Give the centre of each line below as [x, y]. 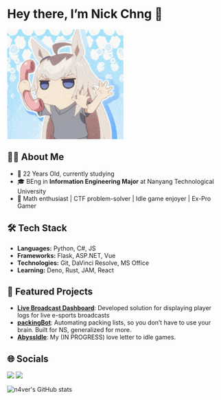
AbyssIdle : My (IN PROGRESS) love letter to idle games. [96, 337]
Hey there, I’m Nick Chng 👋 [85, 14]
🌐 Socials [28, 358]
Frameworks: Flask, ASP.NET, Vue [66, 255]
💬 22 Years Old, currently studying [66, 174]
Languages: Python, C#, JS [56, 248]
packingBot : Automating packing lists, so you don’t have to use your [114, 322]
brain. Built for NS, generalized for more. [74, 330]
